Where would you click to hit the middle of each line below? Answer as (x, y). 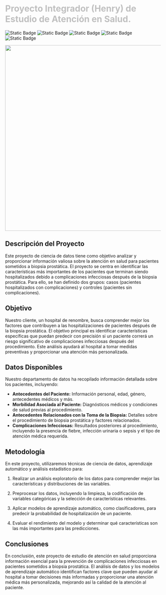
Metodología (25, 452)
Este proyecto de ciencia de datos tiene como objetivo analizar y (71, 256)
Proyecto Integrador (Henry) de (71, 9)
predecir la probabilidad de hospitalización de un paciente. (72, 514)
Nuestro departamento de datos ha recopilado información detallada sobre (81, 379)
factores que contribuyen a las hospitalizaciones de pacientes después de (81, 325)
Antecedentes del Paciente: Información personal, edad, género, (79, 394)
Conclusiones (27, 544)
